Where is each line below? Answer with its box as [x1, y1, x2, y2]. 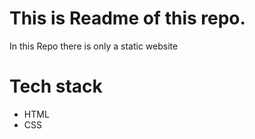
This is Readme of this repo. [9, 7, 246, 30]
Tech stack [9, 75, 103, 98]
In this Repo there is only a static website [9, 40, 179, 52]
